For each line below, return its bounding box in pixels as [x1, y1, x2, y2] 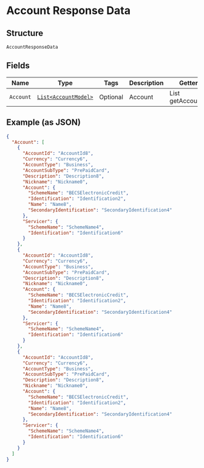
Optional [99, 93, 123, 101]
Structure [6, 28, 44, 38]
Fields [6, 60, 30, 71]
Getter [178, 79, 199, 87]
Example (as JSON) [6, 117, 81, 128]
